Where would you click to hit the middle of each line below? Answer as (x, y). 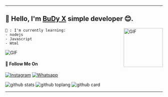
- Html (12, 43)
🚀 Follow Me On (22, 64)
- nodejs (14, 35)
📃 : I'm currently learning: (35, 30)
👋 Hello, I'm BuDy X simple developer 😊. (69, 19)
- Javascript (19, 39)
